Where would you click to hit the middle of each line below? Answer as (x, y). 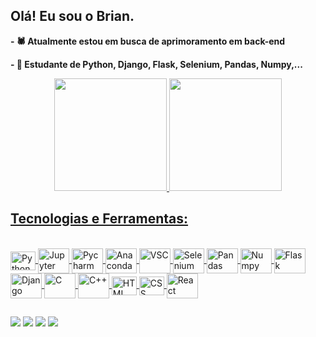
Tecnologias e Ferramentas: (99, 219)
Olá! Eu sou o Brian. (72, 16)
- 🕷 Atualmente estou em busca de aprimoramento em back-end (148, 41)
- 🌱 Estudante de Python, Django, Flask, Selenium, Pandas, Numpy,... (156, 64)
